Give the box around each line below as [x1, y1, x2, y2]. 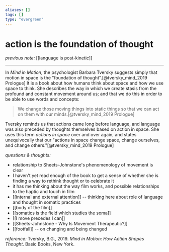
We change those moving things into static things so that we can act [17, 106, 159, 112]
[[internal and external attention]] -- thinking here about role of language [12, 194, 163, 200]
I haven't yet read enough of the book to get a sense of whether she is [12, 173, 158, 179]
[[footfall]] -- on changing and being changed [12, 226, 107, 232]
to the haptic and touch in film [12, 189, 74, 195]
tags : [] [5, 12, 24, 17]
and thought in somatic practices [12, 199, 81, 205]
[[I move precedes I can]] [12, 215, 65, 221]
